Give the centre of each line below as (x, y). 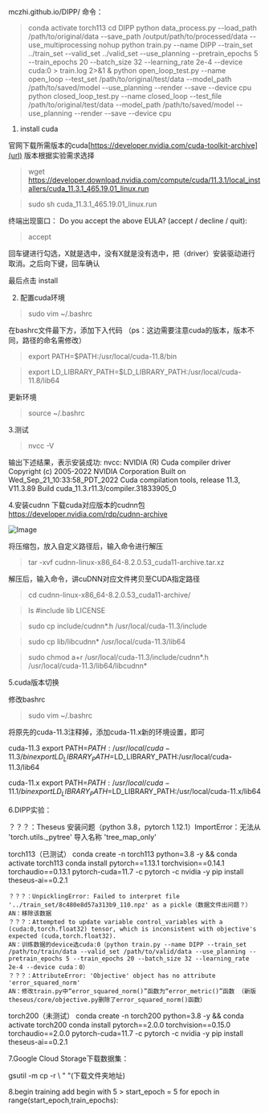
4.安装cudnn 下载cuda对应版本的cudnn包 (77, 505)
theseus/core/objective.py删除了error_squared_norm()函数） (107, 1000)
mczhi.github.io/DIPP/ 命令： (56, 12)
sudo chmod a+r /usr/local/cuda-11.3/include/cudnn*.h (118, 657)
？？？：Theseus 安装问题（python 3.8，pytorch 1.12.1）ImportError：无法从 (134, 827)
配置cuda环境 (43, 297)
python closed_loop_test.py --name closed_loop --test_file (125, 96)
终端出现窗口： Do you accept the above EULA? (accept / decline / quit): (128, 221)
